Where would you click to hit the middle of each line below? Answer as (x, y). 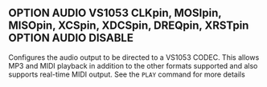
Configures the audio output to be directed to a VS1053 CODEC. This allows (134, 57)
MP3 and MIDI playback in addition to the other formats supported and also (133, 65)
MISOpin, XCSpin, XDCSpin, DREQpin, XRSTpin (129, 26)
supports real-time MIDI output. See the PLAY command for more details (127, 74)
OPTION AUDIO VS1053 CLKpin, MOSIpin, (115, 13)
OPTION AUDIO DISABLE (71, 38)
